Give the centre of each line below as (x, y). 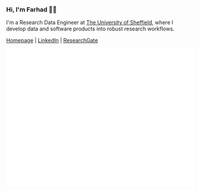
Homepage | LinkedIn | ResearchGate (52, 41)
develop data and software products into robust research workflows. (90, 29)
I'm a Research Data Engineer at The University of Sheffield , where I (90, 23)
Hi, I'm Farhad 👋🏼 (32, 10)
